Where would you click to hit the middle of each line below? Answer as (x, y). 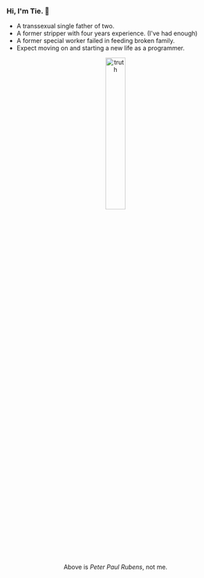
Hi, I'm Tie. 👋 (28, 11)
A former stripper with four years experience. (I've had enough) (107, 33)
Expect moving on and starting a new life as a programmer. (100, 48)
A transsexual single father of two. (65, 26)
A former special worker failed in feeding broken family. (95, 41)
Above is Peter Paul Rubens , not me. (115, 567)
